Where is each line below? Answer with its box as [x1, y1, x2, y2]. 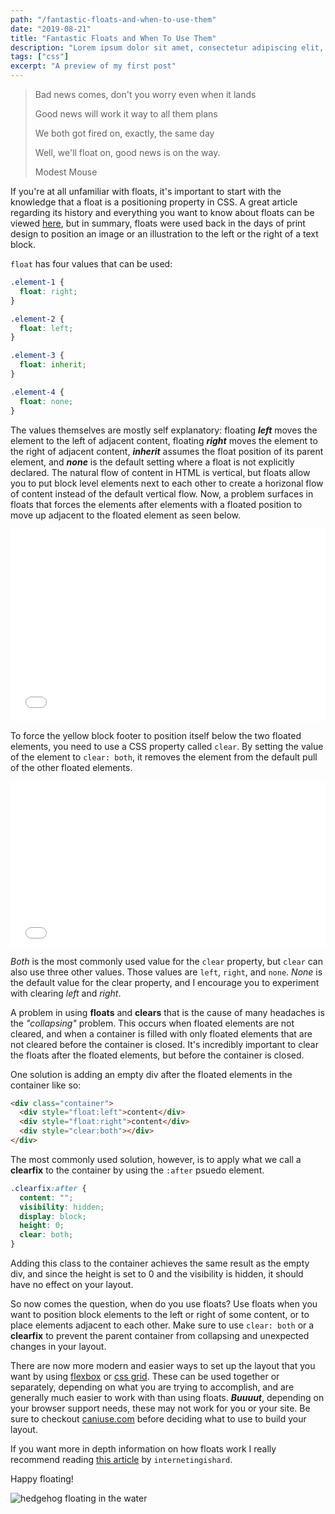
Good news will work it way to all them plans [34, 108, 218, 120]
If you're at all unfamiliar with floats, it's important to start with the [10, 186, 282, 197]
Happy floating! [10, 1473, 74, 1485]
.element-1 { [10, 277, 65, 287]
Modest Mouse [34, 166, 98, 178]
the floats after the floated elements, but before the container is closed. [10, 1049, 305, 1061]
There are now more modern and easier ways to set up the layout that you [10, 1360, 316, 1371]
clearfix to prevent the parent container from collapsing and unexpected [10, 1330, 310, 1341]
